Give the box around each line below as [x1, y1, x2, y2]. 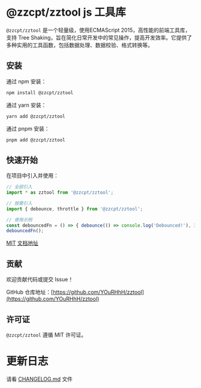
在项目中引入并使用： [6, 172, 59, 179]
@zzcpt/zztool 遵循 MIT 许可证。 [6, 331, 87, 338]
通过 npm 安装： [6, 77, 47, 85]
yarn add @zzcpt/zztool [6, 113, 66, 119]
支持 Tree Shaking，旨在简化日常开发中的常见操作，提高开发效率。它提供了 [6, 34, 193, 41]
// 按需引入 [6, 200, 33, 206]
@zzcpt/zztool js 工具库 [6, 5, 126, 19]
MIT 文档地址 [6, 239, 39, 246]
